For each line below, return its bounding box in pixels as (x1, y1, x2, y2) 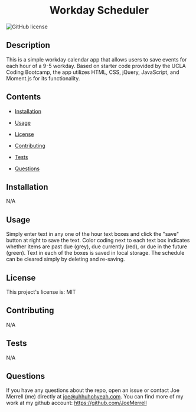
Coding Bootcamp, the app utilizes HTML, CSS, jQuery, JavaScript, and (6, 69, 179, 76)
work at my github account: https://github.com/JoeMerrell (6, 400, 147, 407)
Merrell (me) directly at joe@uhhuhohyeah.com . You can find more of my (6, 393, 184, 400)
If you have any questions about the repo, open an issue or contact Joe (6, 387, 180, 394)
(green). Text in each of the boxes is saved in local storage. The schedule (6, 249, 185, 257)
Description (6, 40, 50, 50)
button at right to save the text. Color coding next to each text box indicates (6, 237, 190, 244)
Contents (6, 92, 41, 102)
